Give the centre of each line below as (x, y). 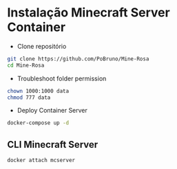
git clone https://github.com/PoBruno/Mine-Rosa (78, 59)
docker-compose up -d (38, 123)
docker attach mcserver (41, 160)
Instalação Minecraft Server (88, 13)
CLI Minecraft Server (53, 145)
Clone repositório (42, 46)
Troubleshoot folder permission (62, 78)
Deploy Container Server (52, 111)
